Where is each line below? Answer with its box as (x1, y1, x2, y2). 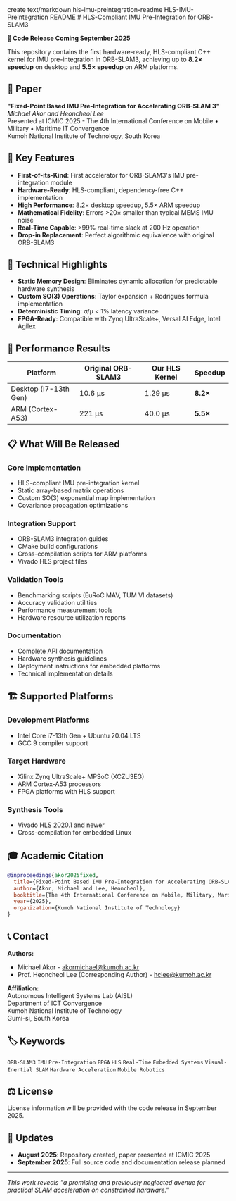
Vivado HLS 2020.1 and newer (17, 821, 105, 829)
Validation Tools (7, 575, 64, 585)
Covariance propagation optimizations (17, 501, 129, 509)
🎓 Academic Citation (7, 850, 104, 861)
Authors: (7, 949, 34, 957)
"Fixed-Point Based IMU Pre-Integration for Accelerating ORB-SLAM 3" (7, 101, 220, 110)
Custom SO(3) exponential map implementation (17, 493, 155, 502)
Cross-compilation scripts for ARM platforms (17, 549, 147, 558)
